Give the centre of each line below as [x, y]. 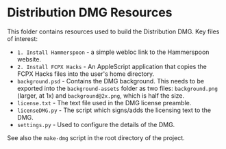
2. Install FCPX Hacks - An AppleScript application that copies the [112, 66]
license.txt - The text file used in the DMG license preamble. [104, 103]
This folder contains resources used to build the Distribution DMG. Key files [113, 31]
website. [29, 59]
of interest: [22, 38]
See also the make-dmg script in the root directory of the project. [96, 137]
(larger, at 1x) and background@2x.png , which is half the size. [101, 95]
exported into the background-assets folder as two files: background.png [117, 88]
